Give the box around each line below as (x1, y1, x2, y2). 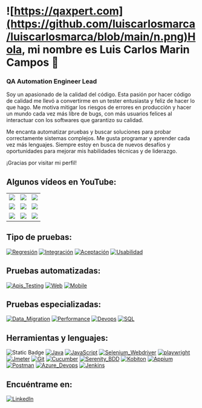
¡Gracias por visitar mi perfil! (6, 159, 77, 167)
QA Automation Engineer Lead (6, 77, 97, 86)
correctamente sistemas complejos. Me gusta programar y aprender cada (6, 135, 191, 142)
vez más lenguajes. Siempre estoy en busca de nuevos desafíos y (6, 141, 171, 149)
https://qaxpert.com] (14, 4, 123, 18)
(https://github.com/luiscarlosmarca (6, 17, 195, 31)
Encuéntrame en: (6, 379, 73, 389)
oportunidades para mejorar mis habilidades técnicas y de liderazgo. (6, 147, 177, 155)
